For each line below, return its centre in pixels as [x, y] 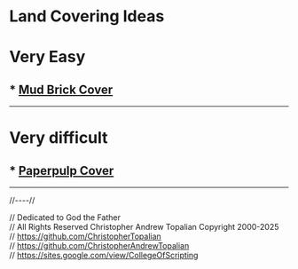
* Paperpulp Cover [62, 170]
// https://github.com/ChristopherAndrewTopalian [99, 246]
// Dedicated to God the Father [65, 218]
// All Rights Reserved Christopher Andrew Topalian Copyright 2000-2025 [144, 227]
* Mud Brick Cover [61, 89]
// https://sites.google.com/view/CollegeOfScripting [104, 256]
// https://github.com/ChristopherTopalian [85, 236]
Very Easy [47, 57]
